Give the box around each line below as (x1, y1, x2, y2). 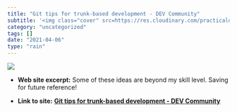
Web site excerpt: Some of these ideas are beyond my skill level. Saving (17, 75, 229, 84)
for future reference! (17, 83, 78, 92)
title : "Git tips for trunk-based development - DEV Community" (7, 10, 200, 18)
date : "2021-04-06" (7, 37, 65, 44)
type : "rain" (7, 43, 46, 50)
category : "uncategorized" (7, 23, 87, 30)
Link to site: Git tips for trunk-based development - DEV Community (17, 97, 221, 105)
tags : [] (7, 30, 33, 37)
